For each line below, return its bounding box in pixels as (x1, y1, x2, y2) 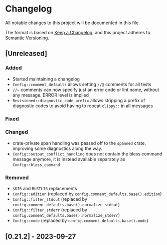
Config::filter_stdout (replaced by (12, 196, 88, 202)
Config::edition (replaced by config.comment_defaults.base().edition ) (12, 191, 162, 197)
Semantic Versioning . (5, 35, 49, 41)
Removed (5, 174, 29, 181)
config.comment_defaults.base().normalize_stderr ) (12, 212, 120, 218)
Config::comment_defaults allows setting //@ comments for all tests (12, 81, 151, 87)
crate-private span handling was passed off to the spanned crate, (12, 140, 146, 146)
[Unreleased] (5, 49, 48, 58)
